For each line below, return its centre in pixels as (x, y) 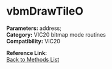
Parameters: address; (34, 28)
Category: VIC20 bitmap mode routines (56, 34)
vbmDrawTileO (45, 11)
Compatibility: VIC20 (33, 41)
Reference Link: (27, 53)
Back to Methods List (33, 59)
